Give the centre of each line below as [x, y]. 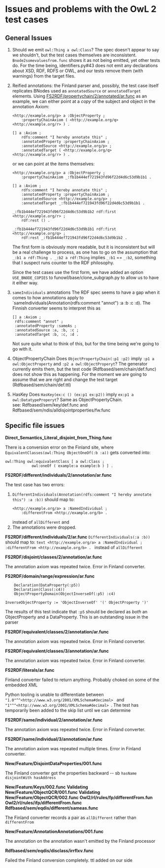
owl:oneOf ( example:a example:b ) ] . [72, 466]
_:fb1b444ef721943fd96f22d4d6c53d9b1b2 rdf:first [64, 212]
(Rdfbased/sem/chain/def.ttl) [42, 385]
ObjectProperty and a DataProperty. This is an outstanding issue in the [77, 617]
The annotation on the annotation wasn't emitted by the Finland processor [80, 841]
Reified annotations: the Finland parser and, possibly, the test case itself [85, 86]
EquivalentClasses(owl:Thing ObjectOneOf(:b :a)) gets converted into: [78, 452]
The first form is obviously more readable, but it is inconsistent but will [83, 247]
